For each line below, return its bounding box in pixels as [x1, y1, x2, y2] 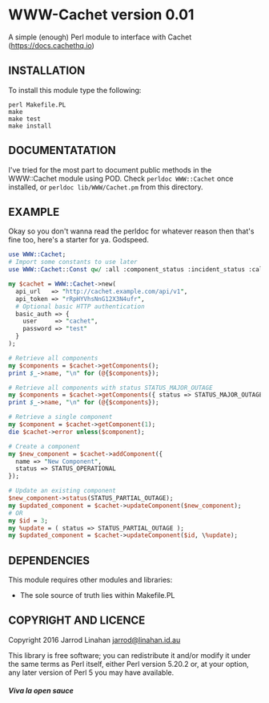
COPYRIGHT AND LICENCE [8, 614, 146, 628]
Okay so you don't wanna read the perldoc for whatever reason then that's [8, 226, 255, 236]
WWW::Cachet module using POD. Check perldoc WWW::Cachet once [8, 173, 234, 183]
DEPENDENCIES [8, 554, 90, 567]
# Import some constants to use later [8, 258, 138, 266]
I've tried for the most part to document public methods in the [8, 165, 212, 174]
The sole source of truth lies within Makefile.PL [19, 591, 175, 600]
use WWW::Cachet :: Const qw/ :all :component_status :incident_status [8, 266, 246, 274]
